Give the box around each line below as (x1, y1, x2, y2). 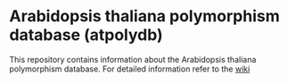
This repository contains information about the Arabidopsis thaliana (9, 54, 257, 64)
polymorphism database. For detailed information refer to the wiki (9, 64, 251, 74)
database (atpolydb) (9, 25, 163, 45)
